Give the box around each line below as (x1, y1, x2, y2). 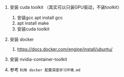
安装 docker (9, 36, 34, 42)
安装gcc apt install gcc (17, 15, 63, 21)
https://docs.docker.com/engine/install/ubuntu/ (17, 46, 113, 52)
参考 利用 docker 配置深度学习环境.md (9, 67, 81, 73)
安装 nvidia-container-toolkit (9, 56, 67, 62)
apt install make (17, 20, 49, 26)
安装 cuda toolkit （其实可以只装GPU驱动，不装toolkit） (9, 4, 122, 10)
